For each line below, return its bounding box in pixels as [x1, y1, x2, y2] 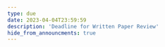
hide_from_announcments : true [7, 29, 97, 37]
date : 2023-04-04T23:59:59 [7, 17, 87, 23]
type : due [7, 10, 37, 17]
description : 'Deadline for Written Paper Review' [7, 23, 159, 30]
